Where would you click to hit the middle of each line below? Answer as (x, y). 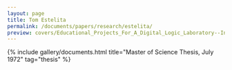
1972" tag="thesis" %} (39, 60)
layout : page (26, 13)
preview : (20, 33)
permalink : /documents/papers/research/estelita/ (80, 26)
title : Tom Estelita (37, 20)
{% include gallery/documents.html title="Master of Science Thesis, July (110, 52)
